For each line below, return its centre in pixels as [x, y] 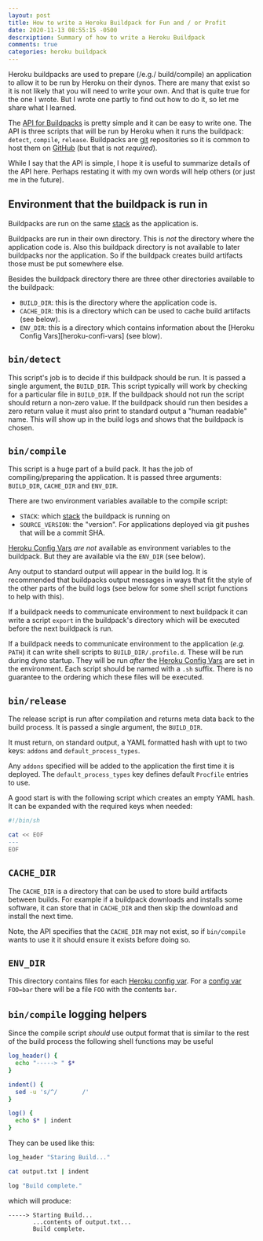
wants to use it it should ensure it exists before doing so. [99, 939]
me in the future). [36, 180]
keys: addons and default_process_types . [74, 751]
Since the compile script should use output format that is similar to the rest [129, 1033]
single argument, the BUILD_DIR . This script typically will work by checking [128, 386]
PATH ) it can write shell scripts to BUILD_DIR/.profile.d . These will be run [126, 652]
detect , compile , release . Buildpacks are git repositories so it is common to [129, 139]
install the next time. [41, 916]
